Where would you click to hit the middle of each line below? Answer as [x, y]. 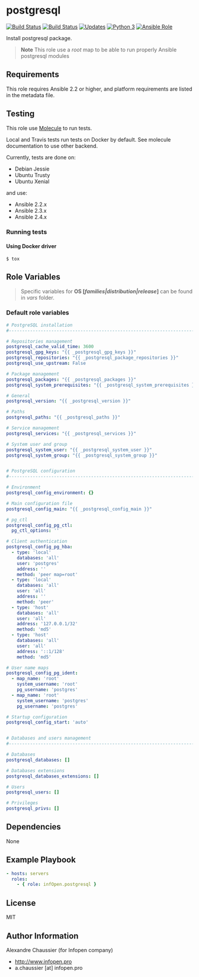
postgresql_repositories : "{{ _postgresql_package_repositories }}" [92, 358]
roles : [20, 879]
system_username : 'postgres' [53, 700]
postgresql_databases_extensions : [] [53, 776]
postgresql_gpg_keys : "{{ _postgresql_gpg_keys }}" [71, 352]
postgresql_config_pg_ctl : [39, 525]
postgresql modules [45, 56]
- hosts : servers [28, 873]
